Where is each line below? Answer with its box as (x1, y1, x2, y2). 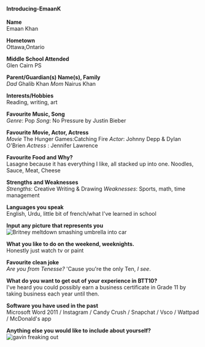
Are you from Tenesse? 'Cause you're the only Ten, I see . (6, 265, 152, 273)
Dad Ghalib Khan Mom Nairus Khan (6, 80, 96, 88)
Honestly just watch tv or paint (6, 247, 84, 254)
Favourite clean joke (6, 259, 60, 266)
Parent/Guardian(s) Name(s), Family (6, 74, 101, 81)
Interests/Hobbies (6, 92, 54, 99)
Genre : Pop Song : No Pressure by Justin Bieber (6, 117, 126, 124)
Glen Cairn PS (6, 62, 42, 69)
